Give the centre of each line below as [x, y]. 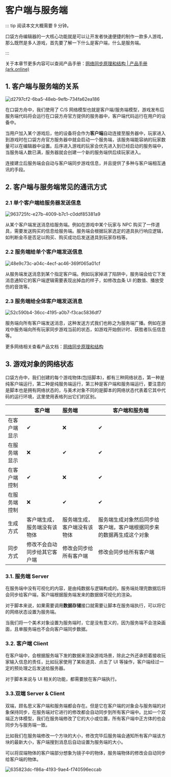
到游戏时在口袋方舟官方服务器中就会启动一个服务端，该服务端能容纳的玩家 [83, 139]
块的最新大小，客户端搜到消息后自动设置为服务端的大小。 [65, 742]
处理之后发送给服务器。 [43, 668]
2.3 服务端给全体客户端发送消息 [44, 301]
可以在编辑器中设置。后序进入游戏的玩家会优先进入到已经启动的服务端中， [88, 146]
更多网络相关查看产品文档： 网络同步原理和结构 [54, 346]
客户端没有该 [78, 527]
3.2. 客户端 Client [27, 644]
